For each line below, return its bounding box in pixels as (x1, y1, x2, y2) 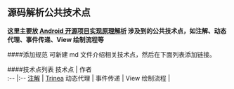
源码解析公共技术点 (7, 6, 91, 19)
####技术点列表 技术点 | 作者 (7, 65, 92, 74)
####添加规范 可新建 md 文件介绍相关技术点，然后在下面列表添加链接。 (7, 50, 216, 58)
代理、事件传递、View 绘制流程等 (7, 35, 104, 43)
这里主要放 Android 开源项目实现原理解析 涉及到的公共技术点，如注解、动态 (7, 27, 227, 35)
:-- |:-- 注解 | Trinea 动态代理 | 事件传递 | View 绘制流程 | (7, 74, 171, 82)
